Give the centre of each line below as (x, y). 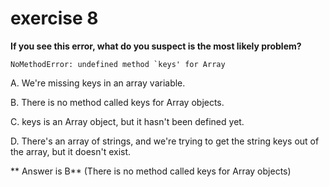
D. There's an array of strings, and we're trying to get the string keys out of (165, 141)
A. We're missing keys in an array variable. (98, 83)
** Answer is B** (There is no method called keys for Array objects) (151, 171)
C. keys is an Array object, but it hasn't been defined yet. (127, 121)
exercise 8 (54, 18)
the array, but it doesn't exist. (71, 151)
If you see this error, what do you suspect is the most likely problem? (156, 46)
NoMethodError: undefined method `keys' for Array (118, 64)
